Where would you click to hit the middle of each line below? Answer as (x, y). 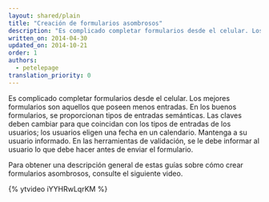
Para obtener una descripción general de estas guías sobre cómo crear (126, 164)
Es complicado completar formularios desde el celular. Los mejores (119, 98)
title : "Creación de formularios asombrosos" (85, 23)
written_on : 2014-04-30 (48, 38)
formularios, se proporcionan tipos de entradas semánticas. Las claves (125, 115)
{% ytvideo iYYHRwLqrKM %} (58, 188)
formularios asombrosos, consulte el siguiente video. (96, 173)
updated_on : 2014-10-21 (48, 46)
